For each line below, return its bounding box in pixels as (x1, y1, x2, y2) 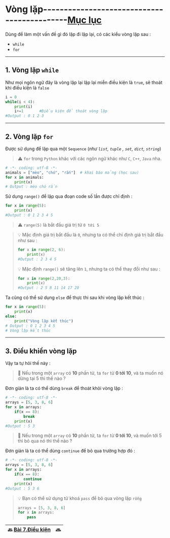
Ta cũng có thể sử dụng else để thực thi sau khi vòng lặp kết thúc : (5, 294, 145, 300)
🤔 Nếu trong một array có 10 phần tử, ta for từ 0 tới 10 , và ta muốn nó (17, 370, 163, 376)
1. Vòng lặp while (5, 66, 59, 75)
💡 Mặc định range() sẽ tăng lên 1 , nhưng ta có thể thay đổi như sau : (17, 265, 160, 272)
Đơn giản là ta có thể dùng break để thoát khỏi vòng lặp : (5, 385, 123, 391)
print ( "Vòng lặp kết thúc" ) (14, 318, 73, 323)
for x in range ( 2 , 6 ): (17, 247, 66, 252)
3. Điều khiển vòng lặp (5, 347, 77, 355)
